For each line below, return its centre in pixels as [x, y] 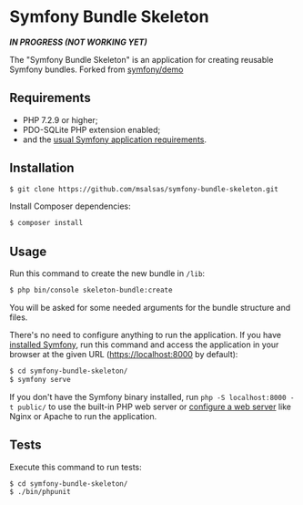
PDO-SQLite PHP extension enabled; [91, 129]
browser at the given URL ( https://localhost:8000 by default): [124, 354]
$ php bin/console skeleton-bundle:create [91, 290]
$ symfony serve [40, 379]
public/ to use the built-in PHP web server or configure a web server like [155, 407]
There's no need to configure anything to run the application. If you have [146, 335]
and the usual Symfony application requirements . [115, 139]
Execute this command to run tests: [76, 467]
